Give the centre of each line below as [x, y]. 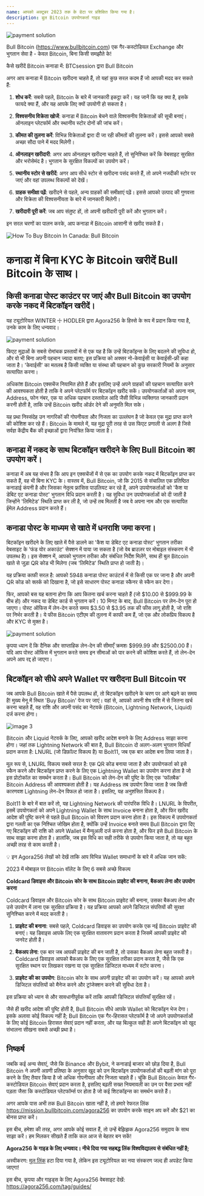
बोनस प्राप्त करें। [22, 1117]
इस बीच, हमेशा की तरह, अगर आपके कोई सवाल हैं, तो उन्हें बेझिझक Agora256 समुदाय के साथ [98, 1129]
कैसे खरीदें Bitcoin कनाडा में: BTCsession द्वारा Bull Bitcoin [70, 66]
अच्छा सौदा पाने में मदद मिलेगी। [45, 142]
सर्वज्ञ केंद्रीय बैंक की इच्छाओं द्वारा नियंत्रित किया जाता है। [59, 431]
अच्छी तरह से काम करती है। [33, 845]
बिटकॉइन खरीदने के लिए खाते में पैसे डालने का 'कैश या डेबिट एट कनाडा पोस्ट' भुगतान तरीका [94, 543]
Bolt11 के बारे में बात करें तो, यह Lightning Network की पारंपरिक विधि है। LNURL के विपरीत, [102, 803]
